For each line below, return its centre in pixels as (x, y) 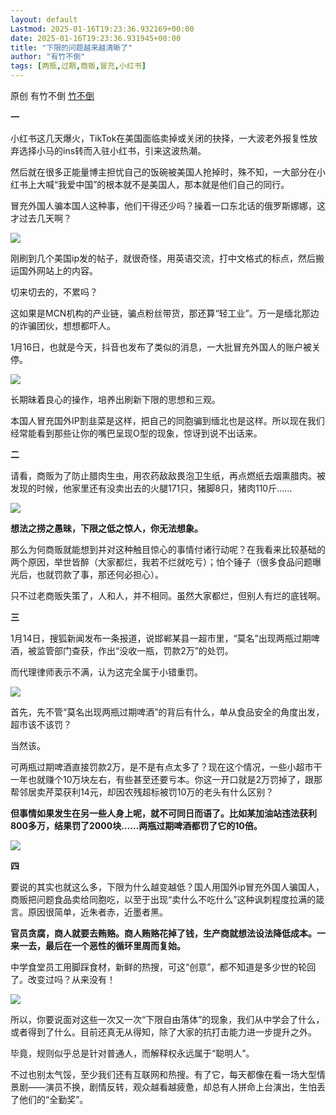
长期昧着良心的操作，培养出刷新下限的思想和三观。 (115, 399)
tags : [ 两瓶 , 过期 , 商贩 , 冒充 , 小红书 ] (78, 66)
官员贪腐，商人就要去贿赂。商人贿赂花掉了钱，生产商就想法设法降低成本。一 (168, 933)
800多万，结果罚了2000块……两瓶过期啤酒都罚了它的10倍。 (136, 825)
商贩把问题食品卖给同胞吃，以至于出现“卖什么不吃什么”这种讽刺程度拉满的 (163, 899)
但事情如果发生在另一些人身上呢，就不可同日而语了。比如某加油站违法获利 (163, 813)
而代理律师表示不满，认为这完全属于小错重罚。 (106, 672)
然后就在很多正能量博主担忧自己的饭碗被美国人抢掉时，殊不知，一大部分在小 (168, 172)
